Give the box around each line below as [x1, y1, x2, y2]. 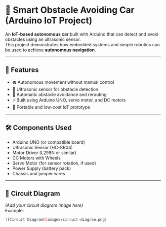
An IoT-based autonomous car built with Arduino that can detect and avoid [5, 31, 159, 37]
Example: [5, 208, 24, 214]
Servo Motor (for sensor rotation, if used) [12, 160, 96, 166]
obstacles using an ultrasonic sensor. [5, 36, 81, 42]
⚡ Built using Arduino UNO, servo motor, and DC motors [12, 97, 126, 103]
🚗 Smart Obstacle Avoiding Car [5, 4, 135, 16]
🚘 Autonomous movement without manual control [12, 79, 115, 85]
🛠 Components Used [5, 124, 72, 132]
